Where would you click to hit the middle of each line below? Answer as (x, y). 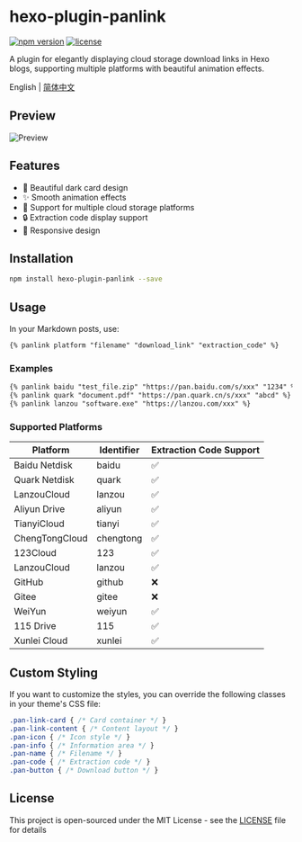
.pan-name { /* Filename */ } (66, 754)
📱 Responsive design (61, 230)
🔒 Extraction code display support (85, 217)
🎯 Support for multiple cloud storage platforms (108, 207)
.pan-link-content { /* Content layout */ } (94, 729)
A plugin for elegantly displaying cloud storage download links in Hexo (139, 58)
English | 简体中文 (42, 86)
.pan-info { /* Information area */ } (82, 745)
